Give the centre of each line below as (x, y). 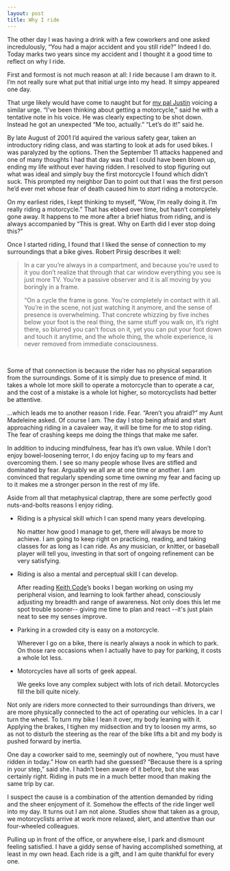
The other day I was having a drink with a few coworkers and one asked (108, 39)
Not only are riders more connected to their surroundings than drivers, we (111, 704)
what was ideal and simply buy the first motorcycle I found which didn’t (107, 174)
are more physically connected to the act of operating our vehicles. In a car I (115, 712)
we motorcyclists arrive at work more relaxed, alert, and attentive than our (111, 819)
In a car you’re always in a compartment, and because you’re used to (121, 265)
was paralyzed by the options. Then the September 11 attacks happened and (115, 152)
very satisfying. (39, 560)
